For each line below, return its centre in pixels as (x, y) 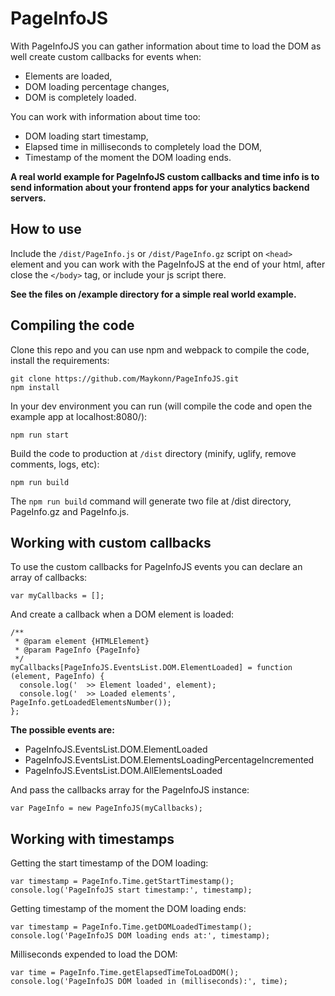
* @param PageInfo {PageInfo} (77, 650)
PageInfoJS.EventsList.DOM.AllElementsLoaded (123, 771)
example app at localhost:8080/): (79, 416)
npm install (35, 387)
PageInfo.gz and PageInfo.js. (70, 511)
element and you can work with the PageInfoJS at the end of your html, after (168, 264)
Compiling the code (72, 325)
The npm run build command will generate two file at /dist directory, (151, 501)
